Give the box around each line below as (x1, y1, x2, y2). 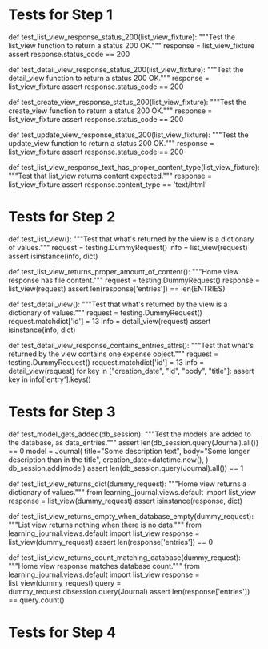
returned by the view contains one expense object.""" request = (8, 349, 218, 359)
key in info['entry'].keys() (8, 375, 92, 384)
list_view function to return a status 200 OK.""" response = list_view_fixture (8, 40, 255, 50)
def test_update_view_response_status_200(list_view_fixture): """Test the (8, 130, 250, 140)
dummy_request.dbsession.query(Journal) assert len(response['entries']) (8, 586, 250, 596)
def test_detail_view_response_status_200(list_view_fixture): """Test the (8, 64, 244, 74)
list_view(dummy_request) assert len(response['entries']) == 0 (8, 537, 214, 546)
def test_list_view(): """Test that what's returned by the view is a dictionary (8, 234, 254, 244)
